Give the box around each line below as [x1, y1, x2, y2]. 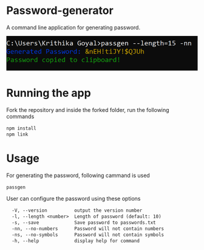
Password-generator [6, 4, 114, 18]
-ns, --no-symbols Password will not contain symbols [12, 232, 165, 238]
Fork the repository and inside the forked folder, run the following [6, 106, 169, 114]
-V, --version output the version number [12, 207, 143, 214]
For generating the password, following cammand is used [6, 172, 150, 179]
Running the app [6, 86, 91, 100]
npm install [6, 125, 36, 131]
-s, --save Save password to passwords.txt [12, 220, 156, 226]
